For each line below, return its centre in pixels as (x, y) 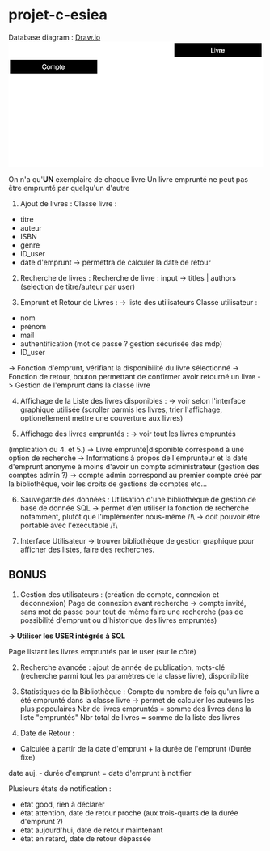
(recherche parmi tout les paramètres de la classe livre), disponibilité (134, 675)
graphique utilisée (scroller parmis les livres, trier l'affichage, (121, 409)
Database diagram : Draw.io (55, 37)
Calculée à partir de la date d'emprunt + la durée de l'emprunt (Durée (135, 748)
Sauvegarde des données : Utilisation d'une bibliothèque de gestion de (138, 500)
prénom (33, 327)
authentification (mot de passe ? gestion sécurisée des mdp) (121, 344)
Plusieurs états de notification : (60, 788)
